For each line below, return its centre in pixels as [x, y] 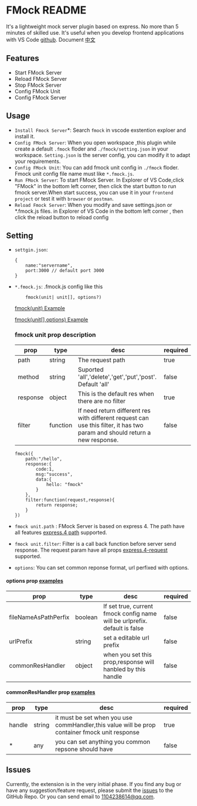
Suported [91, 369]
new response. [98, 440]
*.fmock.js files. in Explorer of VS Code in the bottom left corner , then [99, 211]
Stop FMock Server [38, 85]
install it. [25, 136]
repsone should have [84, 749]
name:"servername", [49, 266]
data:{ [44, 479]
